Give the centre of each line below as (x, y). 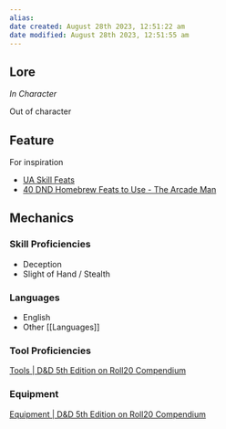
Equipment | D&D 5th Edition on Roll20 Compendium (108, 414)
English (36, 317)
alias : (22, 18)
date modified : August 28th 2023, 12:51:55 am (99, 35)
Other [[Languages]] (61, 327)
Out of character (41, 111)
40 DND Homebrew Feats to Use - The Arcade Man (119, 189)
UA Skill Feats (49, 180)
